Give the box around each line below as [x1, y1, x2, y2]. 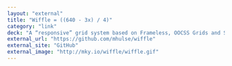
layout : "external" [7, 10, 64, 17]
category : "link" [7, 23, 57, 30]
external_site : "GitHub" [7, 42, 79, 49]
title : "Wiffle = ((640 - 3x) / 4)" [7, 16, 113, 23]
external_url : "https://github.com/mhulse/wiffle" [7, 36, 156, 43]
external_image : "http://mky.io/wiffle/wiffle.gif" [7, 49, 159, 56]
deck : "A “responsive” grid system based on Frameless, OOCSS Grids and [7, 29, 221, 36]
